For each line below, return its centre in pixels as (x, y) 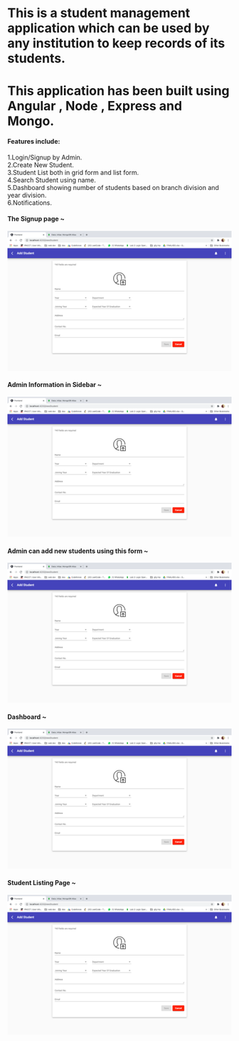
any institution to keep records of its (116, 43)
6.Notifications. (30, 202)
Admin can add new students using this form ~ (78, 551)
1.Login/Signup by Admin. (45, 157)
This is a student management (99, 13)
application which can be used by (108, 28)
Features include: (34, 141)
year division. (27, 195)
